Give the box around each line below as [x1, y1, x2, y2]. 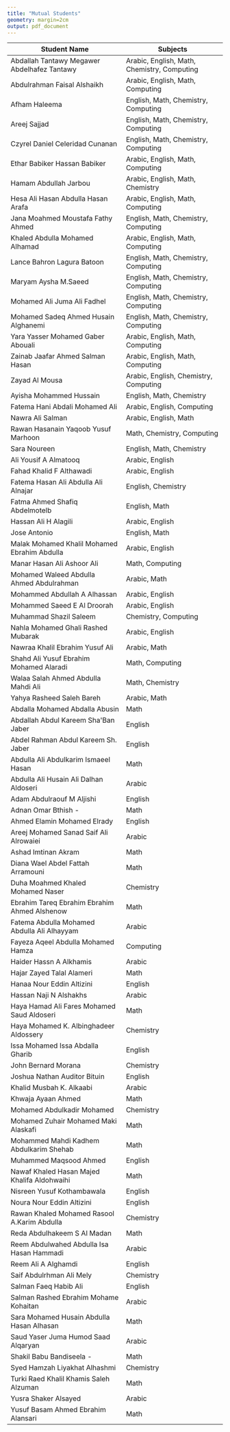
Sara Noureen [10, 444, 55, 454]
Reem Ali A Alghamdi [10, 1259, 78, 1269]
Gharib [10, 1050, 33, 1059]
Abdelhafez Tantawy [10, 64, 77, 74]
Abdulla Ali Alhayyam [10, 926, 79, 936]
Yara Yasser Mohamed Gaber [10, 332, 105, 341]
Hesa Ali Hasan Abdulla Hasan [10, 194, 108, 203]
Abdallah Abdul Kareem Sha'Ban [10, 715, 115, 725]
